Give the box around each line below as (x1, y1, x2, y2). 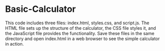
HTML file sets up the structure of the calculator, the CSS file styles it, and (5, 25, 157, 31)
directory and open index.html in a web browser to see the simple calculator (5, 36, 160, 42)
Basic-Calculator (5, 3, 76, 15)
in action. (5, 41, 24, 47)
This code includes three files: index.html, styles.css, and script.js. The (5, 20, 150, 26)
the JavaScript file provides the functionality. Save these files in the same (5, 30, 155, 36)
